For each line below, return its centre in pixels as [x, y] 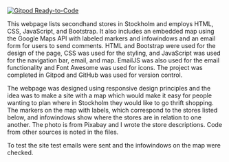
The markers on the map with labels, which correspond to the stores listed [112, 110]
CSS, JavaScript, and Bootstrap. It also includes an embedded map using [111, 31]
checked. [20, 152]
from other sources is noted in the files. [63, 132]
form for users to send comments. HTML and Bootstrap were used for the [111, 46]
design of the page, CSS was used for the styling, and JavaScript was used [114, 53]
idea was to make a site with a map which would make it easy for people [109, 95]
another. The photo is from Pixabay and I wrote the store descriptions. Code [115, 125]
